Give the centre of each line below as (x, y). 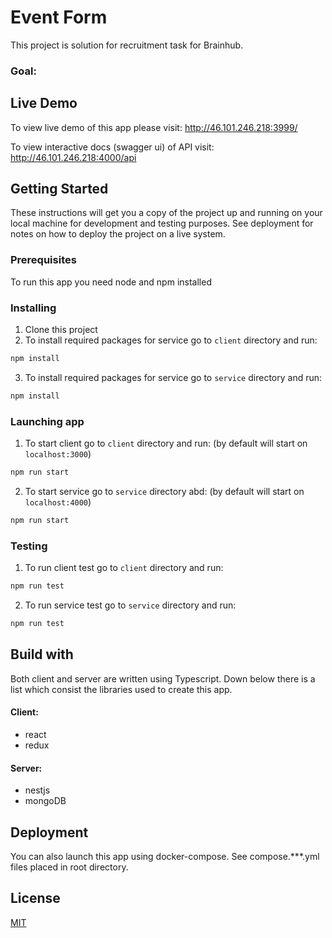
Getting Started (59, 189)
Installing (33, 308)
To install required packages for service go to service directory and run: (173, 377)
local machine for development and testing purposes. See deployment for (162, 223)
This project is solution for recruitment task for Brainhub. (127, 45)
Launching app (47, 421)
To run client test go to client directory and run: (124, 568)
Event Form (59, 17)
